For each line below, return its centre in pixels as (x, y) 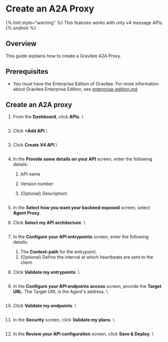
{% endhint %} (21, 28)
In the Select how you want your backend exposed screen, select (81, 208)
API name (30, 174)
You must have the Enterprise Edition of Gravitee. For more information (86, 84)
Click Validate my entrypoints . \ (46, 272)
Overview (21, 44)
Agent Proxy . (27, 213)
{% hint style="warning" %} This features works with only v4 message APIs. (84, 23)
